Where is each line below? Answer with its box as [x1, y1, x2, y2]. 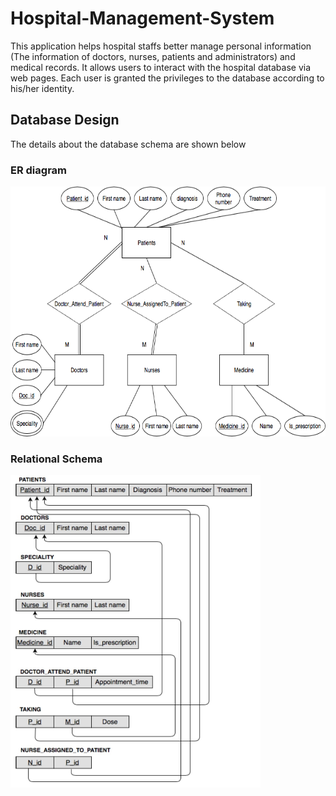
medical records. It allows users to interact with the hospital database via [10, 61, 312, 73]
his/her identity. [10, 82, 75, 94]
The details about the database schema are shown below [10, 138, 247, 150]
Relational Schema [10, 452, 103, 466]
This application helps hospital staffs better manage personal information [10, 40, 312, 52]
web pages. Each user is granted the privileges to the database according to [10, 72, 325, 84]
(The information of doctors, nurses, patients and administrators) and [10, 50, 296, 62]
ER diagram [10, 163, 68, 177]
